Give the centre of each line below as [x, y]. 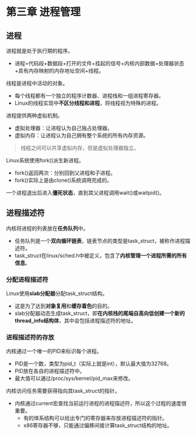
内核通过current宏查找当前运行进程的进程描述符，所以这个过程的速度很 [100, 403]
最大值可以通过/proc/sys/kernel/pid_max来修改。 [74, 378]
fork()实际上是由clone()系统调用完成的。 [63, 180]
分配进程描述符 [27, 279]
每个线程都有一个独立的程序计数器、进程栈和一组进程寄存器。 [89, 96]
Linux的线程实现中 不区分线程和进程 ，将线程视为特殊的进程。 [88, 103]
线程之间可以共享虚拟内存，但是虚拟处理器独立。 [80, 148]
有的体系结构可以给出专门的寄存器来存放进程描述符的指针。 [95, 418]
